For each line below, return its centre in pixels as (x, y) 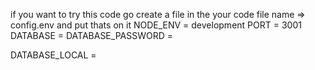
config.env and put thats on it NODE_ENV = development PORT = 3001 (156, 25)
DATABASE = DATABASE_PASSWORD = (91, 35)
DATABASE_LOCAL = (53, 55)
